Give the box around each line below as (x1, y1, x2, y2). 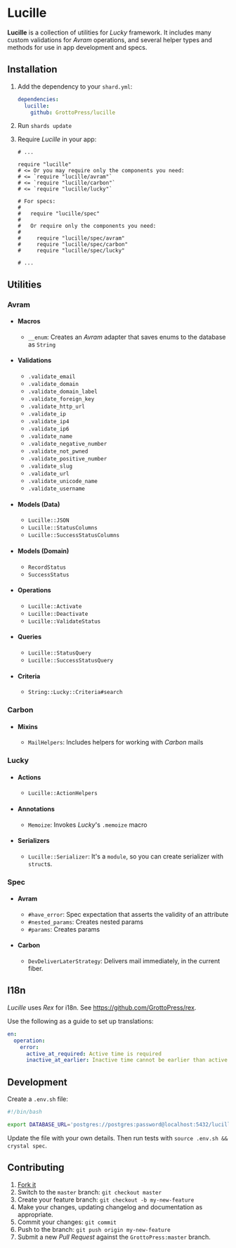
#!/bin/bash (7, 1109, 42, 1116)
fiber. (27, 965, 44, 973)
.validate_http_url (27, 403, 86, 411)
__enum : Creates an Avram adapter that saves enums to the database (27, 333, 226, 341)
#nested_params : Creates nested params (27, 918, 144, 926)
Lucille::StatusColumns (27, 525, 98, 532)
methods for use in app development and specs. (7, 43, 147, 51)
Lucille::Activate (27, 603, 82, 610)
